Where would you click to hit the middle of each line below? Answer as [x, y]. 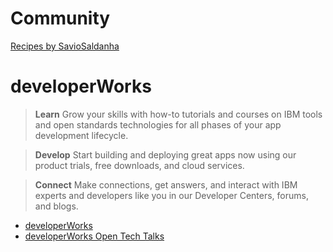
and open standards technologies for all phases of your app [158, 124]
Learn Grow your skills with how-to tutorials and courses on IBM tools [178, 114]
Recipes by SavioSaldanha [65, 46]
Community [60, 18]
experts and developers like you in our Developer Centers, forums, [171, 195]
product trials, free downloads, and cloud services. [139, 165]
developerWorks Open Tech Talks [94, 236]
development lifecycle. [81, 135]
